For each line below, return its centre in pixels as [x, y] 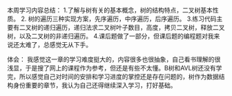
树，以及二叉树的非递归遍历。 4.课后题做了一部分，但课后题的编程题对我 [110, 36]
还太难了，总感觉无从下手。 [52, 45]
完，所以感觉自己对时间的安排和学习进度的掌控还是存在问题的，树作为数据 [113, 77]
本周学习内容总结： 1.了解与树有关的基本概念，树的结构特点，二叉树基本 [110, 10]
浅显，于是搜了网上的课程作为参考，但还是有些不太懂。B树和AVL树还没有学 [115, 68]
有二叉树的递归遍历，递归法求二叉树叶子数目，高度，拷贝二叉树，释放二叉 [119, 27]
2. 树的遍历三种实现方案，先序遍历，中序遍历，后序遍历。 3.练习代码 [118, 19]
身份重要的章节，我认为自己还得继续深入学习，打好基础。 [95, 85]
